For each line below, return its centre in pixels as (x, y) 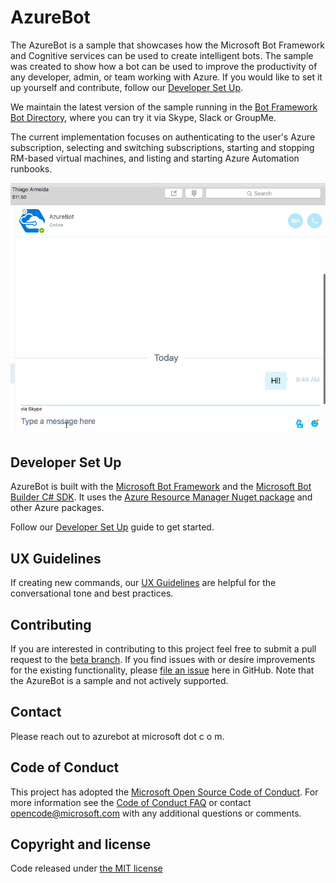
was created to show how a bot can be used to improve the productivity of (164, 66)
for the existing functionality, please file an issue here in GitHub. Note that (162, 670)
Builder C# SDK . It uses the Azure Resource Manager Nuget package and (161, 497)
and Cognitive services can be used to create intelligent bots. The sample (162, 55)
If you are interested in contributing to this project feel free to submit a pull (163, 649)
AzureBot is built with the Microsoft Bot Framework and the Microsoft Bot (161, 487)
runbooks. (31, 168)
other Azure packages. (57, 508)
